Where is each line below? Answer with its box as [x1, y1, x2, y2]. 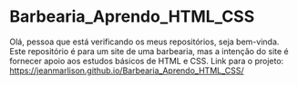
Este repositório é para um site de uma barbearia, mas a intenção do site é [9, 45, 289, 56]
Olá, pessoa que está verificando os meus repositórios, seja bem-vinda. [9, 36, 280, 47]
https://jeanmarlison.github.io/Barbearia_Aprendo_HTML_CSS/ [9, 65, 244, 76]
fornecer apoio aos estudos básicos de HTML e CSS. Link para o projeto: [9, 55, 284, 66]
